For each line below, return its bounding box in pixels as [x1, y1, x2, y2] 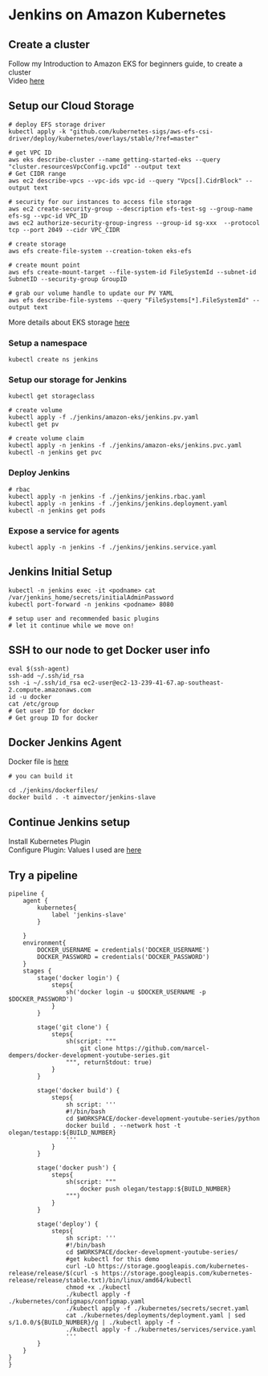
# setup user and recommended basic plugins [8, 615, 160, 623]
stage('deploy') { [37, 1220, 99, 1228]
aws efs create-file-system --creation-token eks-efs [8, 247, 193, 255]
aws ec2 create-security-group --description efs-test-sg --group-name [8, 205, 253, 213]
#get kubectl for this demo [65, 1256, 160, 1264]
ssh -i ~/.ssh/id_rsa [8, 679, 81, 687]
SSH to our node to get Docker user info [8, 643, 210, 657]
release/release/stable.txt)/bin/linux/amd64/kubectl [8, 1276, 193, 1284]
